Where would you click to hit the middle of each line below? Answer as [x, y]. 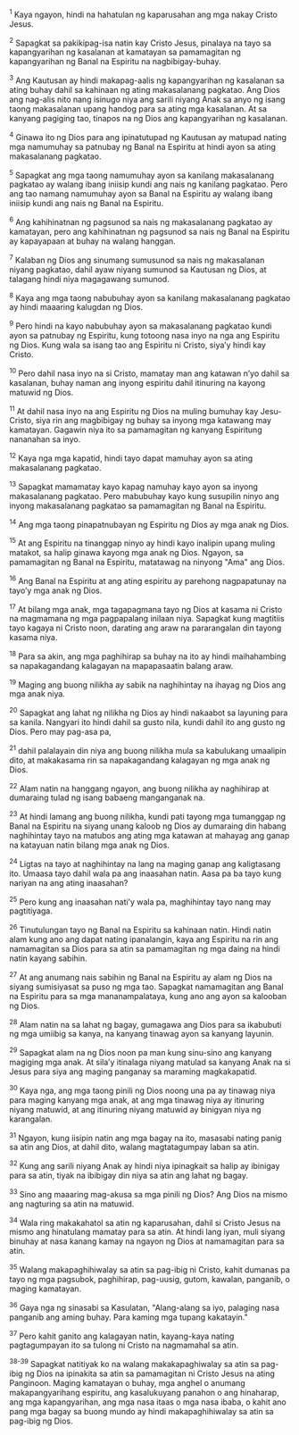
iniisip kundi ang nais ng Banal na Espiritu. [87, 204]
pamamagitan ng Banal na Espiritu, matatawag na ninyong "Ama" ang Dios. [147, 562]
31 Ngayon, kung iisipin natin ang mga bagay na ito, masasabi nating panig [146, 1137]
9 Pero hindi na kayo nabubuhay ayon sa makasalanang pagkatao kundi [141, 325]
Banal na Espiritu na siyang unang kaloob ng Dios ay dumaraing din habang [148, 826]
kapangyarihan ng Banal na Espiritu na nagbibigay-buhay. [115, 62]
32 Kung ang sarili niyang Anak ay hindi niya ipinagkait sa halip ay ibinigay [145, 1165]
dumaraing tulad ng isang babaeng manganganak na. [107, 797]
